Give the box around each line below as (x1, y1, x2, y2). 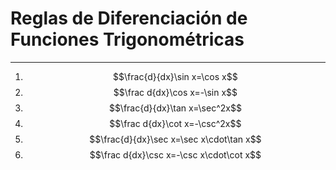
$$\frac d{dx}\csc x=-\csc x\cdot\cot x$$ (89, 148, 262, 161)
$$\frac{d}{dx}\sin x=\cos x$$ (113, 70, 238, 82)
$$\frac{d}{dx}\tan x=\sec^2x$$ (108, 102, 242, 114)
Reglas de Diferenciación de (10, 7, 248, 30)
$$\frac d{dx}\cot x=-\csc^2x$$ (109, 117, 242, 129)
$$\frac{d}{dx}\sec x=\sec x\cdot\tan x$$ (89, 133, 262, 145)
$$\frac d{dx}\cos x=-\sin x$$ (113, 86, 238, 98)
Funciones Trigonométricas (10, 28, 245, 51)
